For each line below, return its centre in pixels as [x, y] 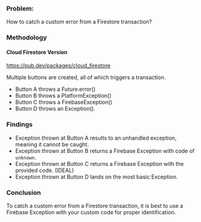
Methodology [27, 38]
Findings [19, 124]
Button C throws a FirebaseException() [64, 102]
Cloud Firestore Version [37, 52]
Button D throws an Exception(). [55, 109]
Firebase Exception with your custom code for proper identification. [91, 212]
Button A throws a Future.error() [55, 89]
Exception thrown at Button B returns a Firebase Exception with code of [105, 151]
